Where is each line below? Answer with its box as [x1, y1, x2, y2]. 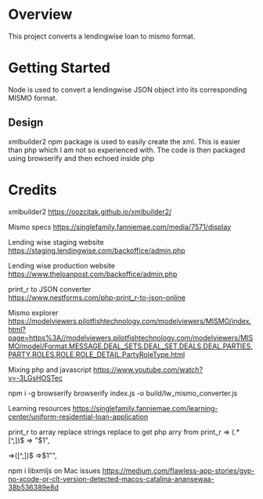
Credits [8, 180, 57, 199]
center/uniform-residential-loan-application [8, 412, 149, 421]
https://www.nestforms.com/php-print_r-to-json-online [8, 293, 186, 302]
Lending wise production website [8, 260, 116, 270]
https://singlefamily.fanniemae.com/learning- [72, 403, 218, 413]
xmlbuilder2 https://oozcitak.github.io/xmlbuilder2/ [8, 206, 172, 217]
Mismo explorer [8, 308, 59, 317]
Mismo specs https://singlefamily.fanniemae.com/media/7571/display [8, 222, 232, 231]
